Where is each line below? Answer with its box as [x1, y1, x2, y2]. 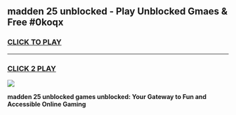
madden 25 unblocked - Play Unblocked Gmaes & [7, 6, 228, 17]
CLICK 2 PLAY [7, 63, 56, 73]
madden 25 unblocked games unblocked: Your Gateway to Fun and [7, 92, 207, 100]
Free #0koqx [7, 17, 64, 29]
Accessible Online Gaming [7, 100, 86, 108]
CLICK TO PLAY [7, 38, 62, 47]
